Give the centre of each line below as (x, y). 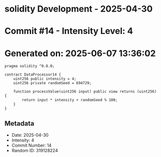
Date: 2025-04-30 (30, 135)
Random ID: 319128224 (35, 151)
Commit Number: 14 (32, 145)
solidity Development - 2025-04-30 (79, 9)
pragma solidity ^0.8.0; (30, 66)
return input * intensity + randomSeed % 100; (70, 100)
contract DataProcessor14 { (33, 75)
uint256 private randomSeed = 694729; (52, 83)
